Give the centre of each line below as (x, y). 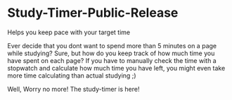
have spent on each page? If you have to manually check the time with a (112, 60)
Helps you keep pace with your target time (69, 32)
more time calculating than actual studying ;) (72, 76)
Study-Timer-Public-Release (93, 13)
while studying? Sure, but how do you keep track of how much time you (111, 53)
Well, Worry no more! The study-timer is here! (73, 89)
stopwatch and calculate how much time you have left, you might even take (116, 68)
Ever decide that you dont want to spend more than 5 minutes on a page (112, 45)
